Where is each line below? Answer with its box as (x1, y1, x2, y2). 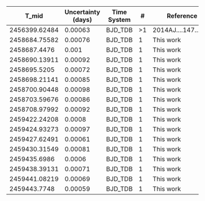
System (107, 15, 131, 24)
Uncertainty (64, 8, 101, 16)
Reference (167, 12, 198, 20)
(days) (73, 15, 93, 24)
